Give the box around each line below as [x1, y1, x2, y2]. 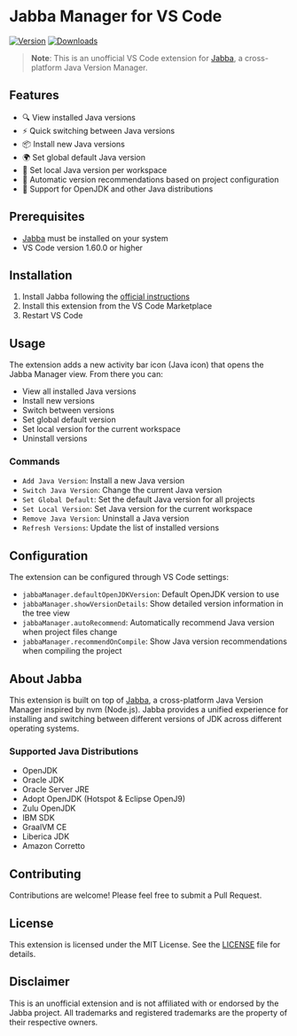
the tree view [21, 608, 71, 618]
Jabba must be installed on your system [21, 232, 168, 243]
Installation [9, 268, 73, 283]
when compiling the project [21, 646, 122, 656]
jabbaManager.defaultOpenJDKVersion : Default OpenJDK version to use [21, 589, 279, 600]
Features [9, 88, 59, 103]
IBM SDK [21, 812, 55, 823]
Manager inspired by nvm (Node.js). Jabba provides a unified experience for [9, 704, 289, 715]
